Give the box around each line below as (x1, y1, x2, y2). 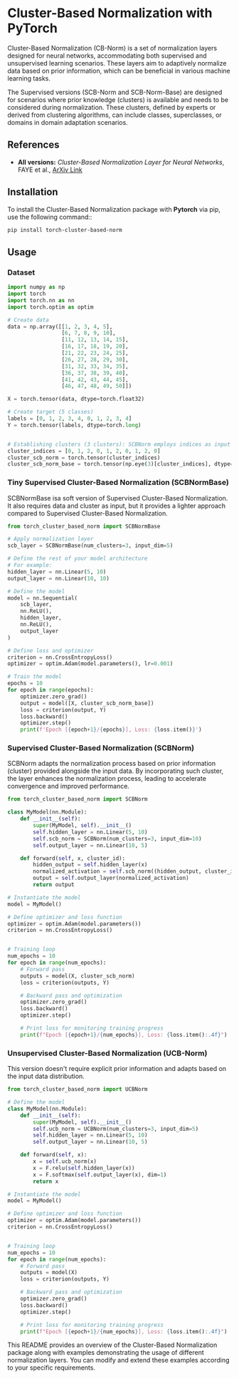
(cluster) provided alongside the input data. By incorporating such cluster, (7, 767, 224, 775)
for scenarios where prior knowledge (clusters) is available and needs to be (7, 95, 229, 104)
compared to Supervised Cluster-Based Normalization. (7, 508, 169, 518)
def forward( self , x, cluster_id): (20, 854, 126, 862)
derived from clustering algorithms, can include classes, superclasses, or (7, 111, 222, 119)
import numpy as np (7, 284, 65, 291)
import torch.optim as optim (7, 303, 94, 311)
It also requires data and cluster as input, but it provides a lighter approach (7, 501, 226, 510)
